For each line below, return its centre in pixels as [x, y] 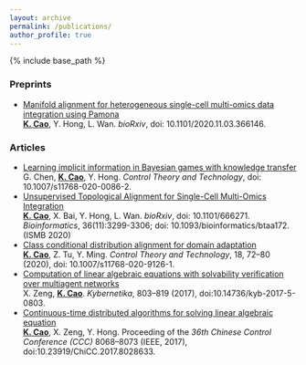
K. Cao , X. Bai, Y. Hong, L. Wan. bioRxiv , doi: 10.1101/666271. [136, 215]
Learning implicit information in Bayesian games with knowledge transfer [159, 167]
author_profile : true [51, 35]
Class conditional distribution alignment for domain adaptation [140, 245]
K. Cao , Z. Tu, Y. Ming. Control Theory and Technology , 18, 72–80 [147, 254]
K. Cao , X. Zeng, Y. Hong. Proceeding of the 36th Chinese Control [147, 332]
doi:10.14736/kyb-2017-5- [248, 293]
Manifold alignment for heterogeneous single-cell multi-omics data [148, 104]
